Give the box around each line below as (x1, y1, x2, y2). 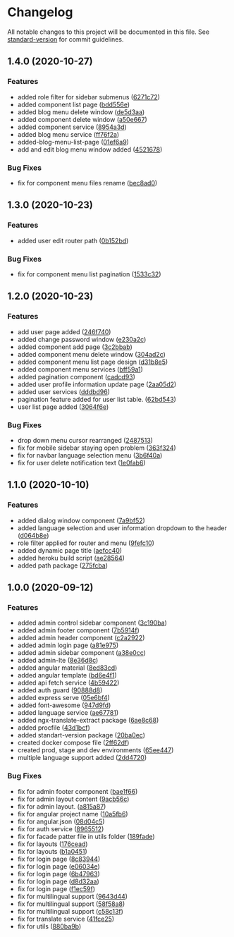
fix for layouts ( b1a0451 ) (17, 847, 88, 855)
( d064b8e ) (17, 531, 49, 539)
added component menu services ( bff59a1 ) (17, 365, 143, 374)
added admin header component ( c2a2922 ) (17, 634, 145, 642)
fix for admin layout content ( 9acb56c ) (17, 795, 130, 803)
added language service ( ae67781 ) (17, 709, 119, 717)
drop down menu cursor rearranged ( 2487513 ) (17, 436, 154, 444)
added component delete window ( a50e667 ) (17, 115, 148, 123)
